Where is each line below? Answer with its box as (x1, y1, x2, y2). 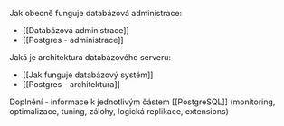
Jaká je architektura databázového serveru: (9, 52, 172, 62)
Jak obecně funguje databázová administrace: (9, 8, 183, 18)
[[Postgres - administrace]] (22, 35, 124, 45)
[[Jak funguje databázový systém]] (22, 69, 154, 80)
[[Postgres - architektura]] (22, 79, 120, 89)
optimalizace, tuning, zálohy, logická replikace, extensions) (9, 106, 229, 116)
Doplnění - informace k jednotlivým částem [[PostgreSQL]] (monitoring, (9, 96, 276, 107)
